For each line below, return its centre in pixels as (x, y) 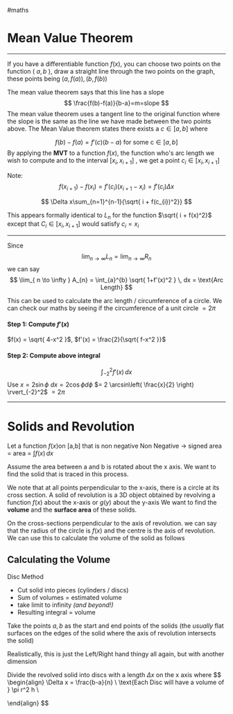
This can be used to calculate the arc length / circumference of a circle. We (115, 300)
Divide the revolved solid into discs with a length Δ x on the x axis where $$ (114, 674)
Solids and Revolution (71, 426)
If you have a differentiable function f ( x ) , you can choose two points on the (114, 64)
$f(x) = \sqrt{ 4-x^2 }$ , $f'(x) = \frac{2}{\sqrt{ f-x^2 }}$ (87, 339)
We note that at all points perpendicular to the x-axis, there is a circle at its (113, 487)
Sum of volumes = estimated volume (70, 597)
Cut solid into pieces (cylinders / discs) (73, 590)
